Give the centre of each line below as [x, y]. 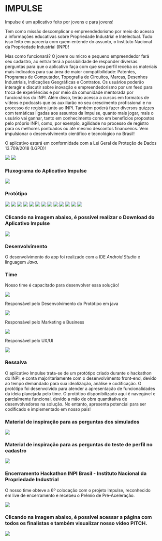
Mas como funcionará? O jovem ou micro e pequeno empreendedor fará [77, 56]
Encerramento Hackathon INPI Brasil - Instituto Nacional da [76, 473]
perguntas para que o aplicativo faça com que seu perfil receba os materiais [81, 67]
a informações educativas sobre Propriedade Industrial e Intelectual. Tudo [79, 36]
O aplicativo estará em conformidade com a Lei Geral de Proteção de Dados [81, 143]
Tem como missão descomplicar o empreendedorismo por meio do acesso [80, 31]
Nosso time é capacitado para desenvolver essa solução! [62, 285]
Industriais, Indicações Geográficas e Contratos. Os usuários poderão [74, 82]
